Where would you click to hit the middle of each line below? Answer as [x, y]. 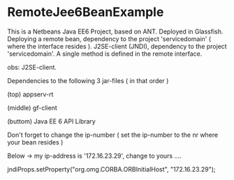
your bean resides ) [35, 142]
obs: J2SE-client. [32, 67]
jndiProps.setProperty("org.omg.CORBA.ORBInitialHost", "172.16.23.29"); [111, 169]
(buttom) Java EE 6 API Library [51, 121]
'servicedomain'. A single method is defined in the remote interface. [105, 54]
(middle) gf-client [32, 107]
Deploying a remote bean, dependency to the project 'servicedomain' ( [109, 38]
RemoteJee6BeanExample [86, 12]
